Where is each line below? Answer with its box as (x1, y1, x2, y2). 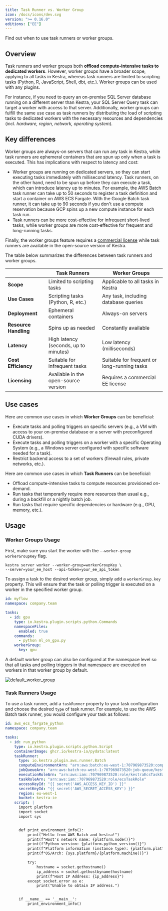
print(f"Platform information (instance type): (27, 846, 128, 851)
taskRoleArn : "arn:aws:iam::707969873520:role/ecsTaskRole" (18, 777, 146, 782)
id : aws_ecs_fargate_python (5, 721, 64, 726)
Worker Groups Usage (5, 536, 60, 543)
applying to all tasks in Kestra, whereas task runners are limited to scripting (5, 74, 160, 80)
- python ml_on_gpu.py (18, 638, 66, 643)
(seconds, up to (48, 342, 85, 349)
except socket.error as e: (27, 878, 84, 883)
